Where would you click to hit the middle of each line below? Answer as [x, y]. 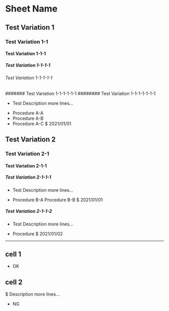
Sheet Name [31, 9]
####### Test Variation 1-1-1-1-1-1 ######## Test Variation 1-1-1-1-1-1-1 [80, 93]
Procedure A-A [28, 113]
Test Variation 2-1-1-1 [28, 177]
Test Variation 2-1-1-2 [29, 211]
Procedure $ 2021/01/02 [37, 234]
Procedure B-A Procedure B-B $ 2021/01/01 [58, 200]
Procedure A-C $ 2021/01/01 [42, 123]
